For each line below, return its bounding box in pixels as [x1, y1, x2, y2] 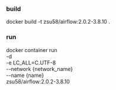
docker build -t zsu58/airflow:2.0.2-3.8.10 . [6, 18, 111, 25]
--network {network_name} [6, 65, 73, 72]
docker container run [6, 46, 57, 53]
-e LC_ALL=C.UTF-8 [6, 59, 56, 66]
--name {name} [6, 72, 44, 79]
